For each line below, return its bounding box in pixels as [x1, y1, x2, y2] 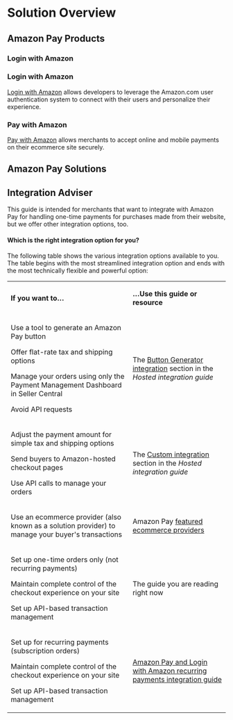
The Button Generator [132, 354, 203, 364]
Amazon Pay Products [7, 33, 105, 44]
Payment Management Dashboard [10, 380, 123, 390]
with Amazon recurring [132, 666, 207, 676]
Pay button [10, 332, 46, 341]
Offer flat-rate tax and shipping [10, 347, 113, 357]
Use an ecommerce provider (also [10, 512, 121, 522]
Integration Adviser [7, 186, 93, 199]
